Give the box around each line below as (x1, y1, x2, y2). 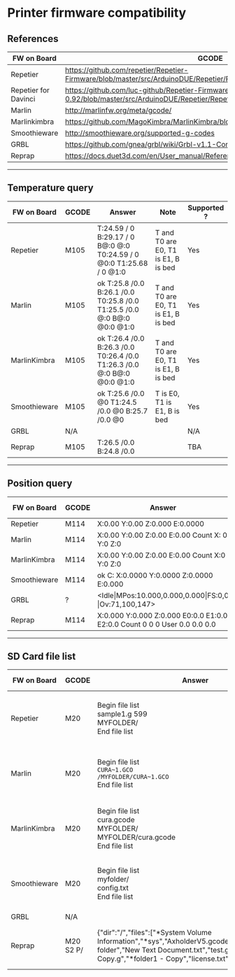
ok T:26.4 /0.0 (97, 334, 145, 343)
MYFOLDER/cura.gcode (97, 832, 176, 842)
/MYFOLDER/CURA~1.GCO (97, 773, 169, 781)
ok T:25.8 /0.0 (97, 278, 145, 288)
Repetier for (10, 85, 50, 95)
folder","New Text (97, 946, 156, 955)
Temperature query (7, 182, 94, 194)
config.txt (97, 883, 129, 893)
